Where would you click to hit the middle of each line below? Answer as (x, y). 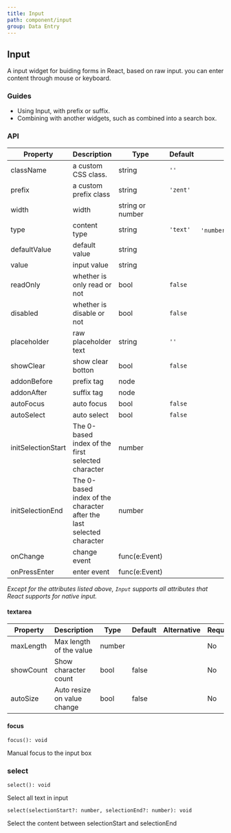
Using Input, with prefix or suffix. (63, 111)
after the (86, 514)
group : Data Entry (33, 26)
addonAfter (29, 392)
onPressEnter (32, 572)
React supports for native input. (52, 596)
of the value (73, 650)
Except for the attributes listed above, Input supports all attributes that (108, 589)
